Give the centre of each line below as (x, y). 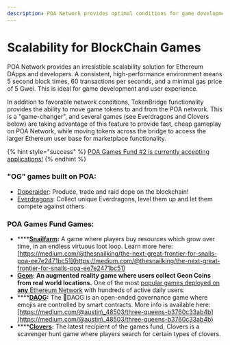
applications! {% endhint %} (47, 159)
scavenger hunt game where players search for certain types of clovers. (119, 334)
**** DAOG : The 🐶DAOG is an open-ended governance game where (112, 298)
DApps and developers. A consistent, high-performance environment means (115, 74)
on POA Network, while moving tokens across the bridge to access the (107, 131)
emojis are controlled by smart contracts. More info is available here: (114, 305)
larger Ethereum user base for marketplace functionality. (87, 138)
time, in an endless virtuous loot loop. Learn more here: (95, 246)
